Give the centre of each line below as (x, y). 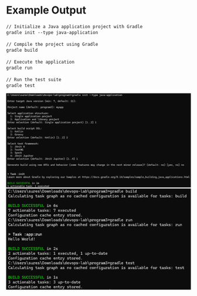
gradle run (19, 68)
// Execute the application (40, 62)
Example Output (46, 10)
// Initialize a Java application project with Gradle (74, 26)
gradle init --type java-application (52, 32)
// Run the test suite (34, 79)
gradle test (21, 85)
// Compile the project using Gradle (52, 44)
